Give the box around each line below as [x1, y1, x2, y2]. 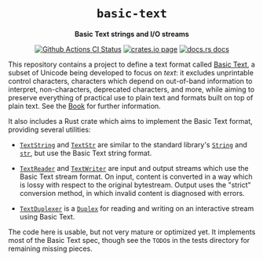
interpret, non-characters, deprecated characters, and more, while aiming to [8, 85, 255, 94]
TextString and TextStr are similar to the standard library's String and [19, 140, 247, 149]
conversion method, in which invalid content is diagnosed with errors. [19, 188, 245, 198]
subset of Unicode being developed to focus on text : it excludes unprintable [8, 67, 254, 77]
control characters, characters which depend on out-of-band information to [8, 76, 253, 85]
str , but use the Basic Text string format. [19, 148, 152, 158]
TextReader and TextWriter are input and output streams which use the [19, 163, 249, 172]
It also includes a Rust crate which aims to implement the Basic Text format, [8, 116, 253, 125]
